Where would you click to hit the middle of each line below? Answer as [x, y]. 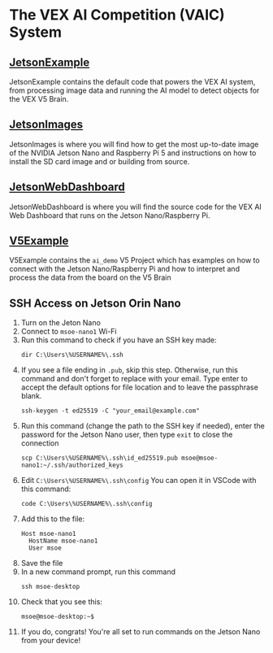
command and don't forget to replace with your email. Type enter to [134, 379]
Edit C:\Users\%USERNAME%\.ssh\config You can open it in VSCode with [139, 481]
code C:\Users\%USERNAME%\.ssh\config [87, 504]
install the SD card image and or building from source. [100, 161]
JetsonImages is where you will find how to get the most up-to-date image [134, 144]
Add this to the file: [53, 519]
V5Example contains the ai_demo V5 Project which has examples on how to [134, 260]
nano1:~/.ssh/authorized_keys [72, 465]
